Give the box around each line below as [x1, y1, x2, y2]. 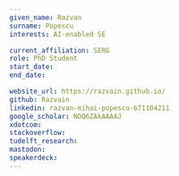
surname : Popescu [9, 21, 74, 30]
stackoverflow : [9, 129, 66, 138]
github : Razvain [9, 95, 70, 104]
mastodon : [9, 145, 47, 155]
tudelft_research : [9, 137, 78, 146]
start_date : [9, 63, 54, 71]
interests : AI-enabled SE [9, 29, 106, 38]
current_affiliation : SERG [9, 46, 110, 54]
